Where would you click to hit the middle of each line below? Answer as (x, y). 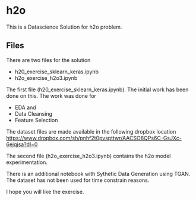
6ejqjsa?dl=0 (22, 144)
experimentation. (27, 162)
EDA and (26, 107)
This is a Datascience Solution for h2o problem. (64, 27)
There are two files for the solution (48, 60)
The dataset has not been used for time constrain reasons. (78, 180)
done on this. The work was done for (51, 95)
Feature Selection (36, 120)
